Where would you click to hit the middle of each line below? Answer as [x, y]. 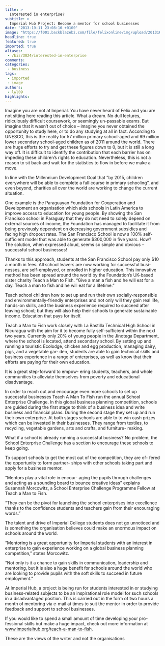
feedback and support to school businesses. [50, 609]
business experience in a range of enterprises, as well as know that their [79, 357]
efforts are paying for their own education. [48, 362]
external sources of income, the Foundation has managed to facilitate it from [82, 224]
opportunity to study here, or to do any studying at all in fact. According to [80, 131]
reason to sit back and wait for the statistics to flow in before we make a [78, 163]
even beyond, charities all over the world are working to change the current [81, 188]
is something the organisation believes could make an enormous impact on [81, 528]
